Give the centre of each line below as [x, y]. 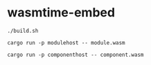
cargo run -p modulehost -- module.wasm [66, 42]
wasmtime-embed [61, 13]
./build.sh [23, 31]
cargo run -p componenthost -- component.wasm [75, 55]
